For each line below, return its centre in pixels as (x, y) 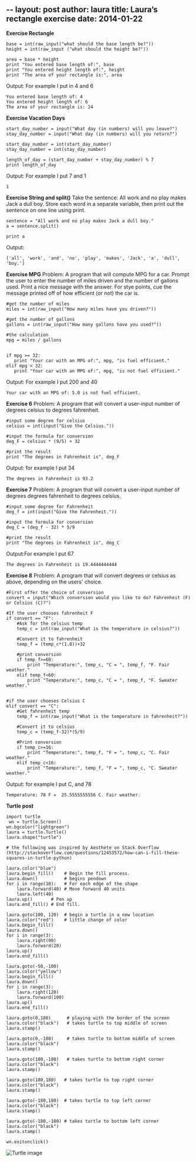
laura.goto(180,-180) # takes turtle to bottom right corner (85, 1059)
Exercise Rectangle (30, 33)
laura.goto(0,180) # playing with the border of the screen (88, 1018)
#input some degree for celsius (46, 421)
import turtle (24, 816)
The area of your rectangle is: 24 (50, 107)
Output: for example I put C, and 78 (49, 784)
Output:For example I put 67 (40, 553)
